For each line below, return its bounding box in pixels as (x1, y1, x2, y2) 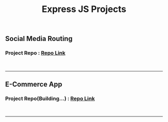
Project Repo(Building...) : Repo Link (5, 95, 95, 102)
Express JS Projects (41, 3, 126, 15)
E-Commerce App (5, 80, 62, 88)
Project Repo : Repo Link (5, 49, 66, 56)
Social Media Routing (5, 34, 72, 43)
